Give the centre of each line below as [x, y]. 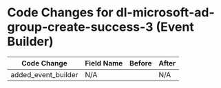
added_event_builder [44, 74]
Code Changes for [60, 13]
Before [141, 63]
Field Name [104, 63]
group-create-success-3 [80, 27]
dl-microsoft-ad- [165, 13]
